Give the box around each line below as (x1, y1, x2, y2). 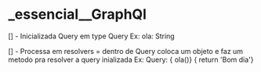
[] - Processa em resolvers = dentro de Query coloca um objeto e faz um (8, 46, 244, 56)
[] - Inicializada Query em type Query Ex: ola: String (8, 31, 175, 41)
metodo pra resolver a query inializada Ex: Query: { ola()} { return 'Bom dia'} (8, 55, 254, 64)
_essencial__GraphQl (8, 5, 147, 23)
